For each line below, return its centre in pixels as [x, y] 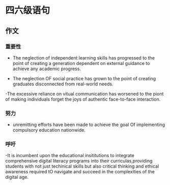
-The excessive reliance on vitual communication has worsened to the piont [84, 94]
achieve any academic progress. [47, 69]
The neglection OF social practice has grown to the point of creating [84, 78]
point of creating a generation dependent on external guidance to [81, 63]
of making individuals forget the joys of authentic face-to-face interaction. [83, 99]
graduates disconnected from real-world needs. [63, 84]
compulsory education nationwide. [49, 130]
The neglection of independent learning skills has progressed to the [84, 58]
